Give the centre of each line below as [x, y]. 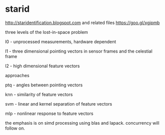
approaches [17, 75]
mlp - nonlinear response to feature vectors [49, 113]
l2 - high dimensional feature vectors [43, 66]
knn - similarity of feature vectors [39, 94]
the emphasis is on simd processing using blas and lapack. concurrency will [82, 123]
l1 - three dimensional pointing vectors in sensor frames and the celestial [79, 51]
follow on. [15, 128]
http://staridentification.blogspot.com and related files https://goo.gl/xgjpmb [82, 23]
